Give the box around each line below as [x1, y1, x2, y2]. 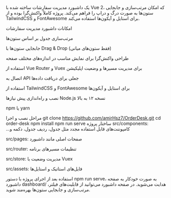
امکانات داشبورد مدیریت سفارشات [6, 25, 72, 31]
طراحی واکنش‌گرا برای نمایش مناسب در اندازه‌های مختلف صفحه [6, 55, 129, 61]
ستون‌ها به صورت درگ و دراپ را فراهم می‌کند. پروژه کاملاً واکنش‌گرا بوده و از [6, 10, 154, 16]
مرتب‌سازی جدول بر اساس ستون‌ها [6, 35, 73, 41]
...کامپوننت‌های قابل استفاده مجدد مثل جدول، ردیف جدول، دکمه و [6, 126, 130, 132]
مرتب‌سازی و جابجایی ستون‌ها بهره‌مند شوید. [6, 187, 90, 192]
